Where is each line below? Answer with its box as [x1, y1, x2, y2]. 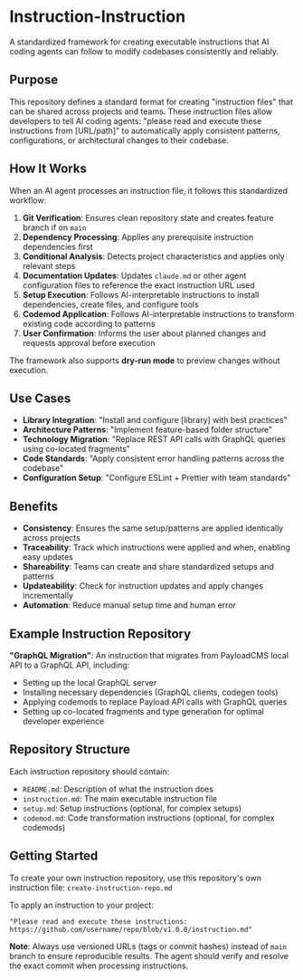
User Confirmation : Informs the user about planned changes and [22, 328, 267, 339]
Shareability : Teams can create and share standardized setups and [22, 562, 274, 572]
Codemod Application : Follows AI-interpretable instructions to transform [22, 308, 295, 319]
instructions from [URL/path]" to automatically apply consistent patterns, [9, 125, 280, 136]
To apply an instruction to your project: [9, 899, 154, 910]
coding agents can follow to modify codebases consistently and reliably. [9, 45, 279, 56]
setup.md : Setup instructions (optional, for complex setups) [22, 802, 242, 813]
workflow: [9, 195, 47, 206]
